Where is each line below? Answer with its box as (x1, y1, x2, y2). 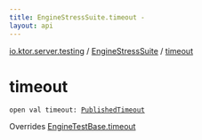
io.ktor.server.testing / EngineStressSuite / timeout (9, 45, 194, 56)
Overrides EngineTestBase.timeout (9, 121, 136, 132)
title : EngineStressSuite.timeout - (9, 12, 145, 22)
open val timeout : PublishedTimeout (9, 105, 145, 115)
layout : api (9, 21, 53, 30)
